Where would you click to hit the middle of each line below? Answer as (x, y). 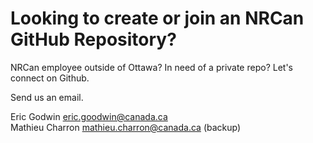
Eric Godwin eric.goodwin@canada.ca (89, 116)
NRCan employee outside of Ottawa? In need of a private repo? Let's (151, 67)
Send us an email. (47, 97)
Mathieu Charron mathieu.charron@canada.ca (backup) (126, 127)
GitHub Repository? (93, 39)
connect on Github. (50, 78)
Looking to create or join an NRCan (157, 18)
